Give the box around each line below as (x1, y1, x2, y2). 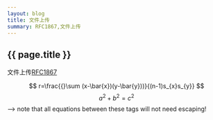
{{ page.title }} (7, 49, 71, 60)
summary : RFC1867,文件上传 (7, 23, 81, 30)
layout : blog (7, 10, 45, 17)
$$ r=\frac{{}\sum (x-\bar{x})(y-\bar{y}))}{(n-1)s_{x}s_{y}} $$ (28, 82, 205, 90)
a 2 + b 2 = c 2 (99, 93, 135, 102)
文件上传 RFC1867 (7, 68, 58, 76)
